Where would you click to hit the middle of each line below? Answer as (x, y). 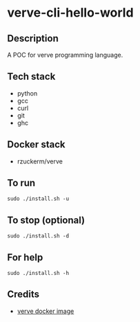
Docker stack (36, 144)
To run (21, 183)
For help (25, 257)
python (27, 93)
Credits (23, 295)
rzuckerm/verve (40, 161)
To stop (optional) (46, 220)
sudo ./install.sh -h (38, 274)
